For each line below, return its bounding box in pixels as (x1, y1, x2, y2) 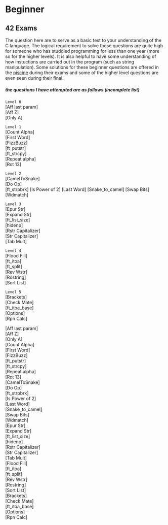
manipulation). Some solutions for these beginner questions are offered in (5, 64, 159, 70)
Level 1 (5, 124, 22, 129)
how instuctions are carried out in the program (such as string (5, 59, 135, 64)
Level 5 (5, 289, 22, 294)
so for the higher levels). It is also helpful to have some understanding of (5, 53, 156, 59)
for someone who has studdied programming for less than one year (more (5, 48, 160, 54)
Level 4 (5, 248, 22, 253)
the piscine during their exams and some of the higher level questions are (5, 70, 159, 76)
